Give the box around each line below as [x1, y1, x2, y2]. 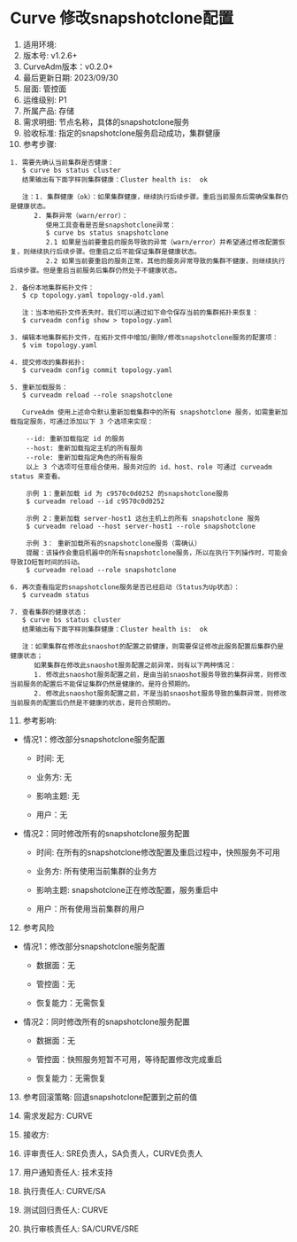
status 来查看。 [10, 471, 65, 481]
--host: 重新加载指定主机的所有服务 [26, 444, 144, 453]
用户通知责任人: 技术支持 [22, 1167, 113, 1177]
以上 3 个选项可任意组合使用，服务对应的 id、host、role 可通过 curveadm [26, 462, 272, 471]
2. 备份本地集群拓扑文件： [10, 283, 95, 292]
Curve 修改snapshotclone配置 [10, 8, 234, 28]
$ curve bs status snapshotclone [45, 228, 169, 237]
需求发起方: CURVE [22, 1110, 94, 1121]
